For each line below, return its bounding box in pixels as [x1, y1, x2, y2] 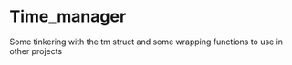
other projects [9, 45, 63, 56]
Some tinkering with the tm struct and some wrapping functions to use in [9, 36, 284, 47]
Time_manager [9, 6, 127, 27]
